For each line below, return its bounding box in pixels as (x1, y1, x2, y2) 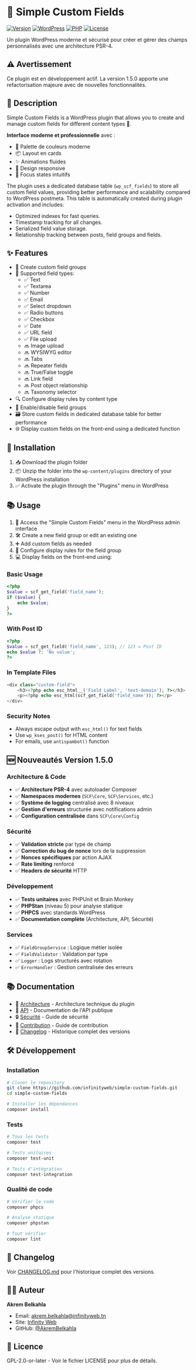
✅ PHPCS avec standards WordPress (15, 909, 106, 916)
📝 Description (6, 98, 58, 108)
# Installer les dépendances (6, 1101, 78, 1107)
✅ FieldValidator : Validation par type (15, 950, 108, 957)
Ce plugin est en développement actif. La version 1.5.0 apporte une (6, 75, 169, 82)
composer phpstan (6, 1220, 49, 1226)
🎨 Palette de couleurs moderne (15, 143, 90, 150)
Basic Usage (6, 570, 43, 578)
